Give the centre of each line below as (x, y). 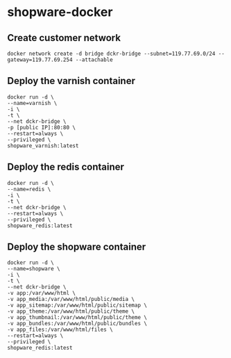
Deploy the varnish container (71, 81)
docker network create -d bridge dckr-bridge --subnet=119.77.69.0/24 (111, 54)
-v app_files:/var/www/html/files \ (60, 330)
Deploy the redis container (66, 167)
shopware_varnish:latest (43, 146)
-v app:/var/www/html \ (42, 293)
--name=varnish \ (32, 103)
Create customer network (64, 38)
